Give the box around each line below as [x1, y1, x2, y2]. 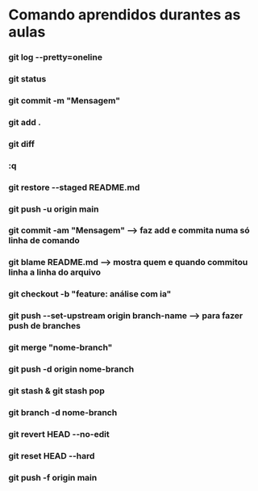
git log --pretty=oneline [8, 52, 103, 63]
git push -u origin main [8, 204, 99, 215]
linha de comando [8, 235, 81, 246]
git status [8, 73, 47, 85]
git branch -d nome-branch [8, 406, 118, 418]
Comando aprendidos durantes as [8, 6, 241, 24]
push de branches [8, 321, 81, 332]
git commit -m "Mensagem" [8, 94, 121, 106]
